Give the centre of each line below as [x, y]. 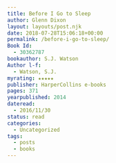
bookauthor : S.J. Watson [43, 59]
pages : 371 [23, 91]
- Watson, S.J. [35, 71]
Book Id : [20, 46]
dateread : [21, 104]
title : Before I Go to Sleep [49, 14]
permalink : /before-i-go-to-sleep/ [58, 40]
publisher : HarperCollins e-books [57, 85]
